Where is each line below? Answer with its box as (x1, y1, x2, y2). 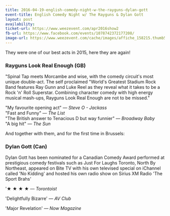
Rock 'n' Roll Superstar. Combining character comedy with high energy (5, 89, 153, 96)
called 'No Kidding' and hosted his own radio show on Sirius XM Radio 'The (5, 171, 163, 177)
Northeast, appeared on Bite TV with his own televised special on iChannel (5, 165, 161, 172)
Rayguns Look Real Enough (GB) (5, 62, 86, 69)
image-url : (5, 36, 28, 41)
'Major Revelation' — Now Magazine (5, 205, 82, 211)
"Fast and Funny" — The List (5, 110, 65, 116)
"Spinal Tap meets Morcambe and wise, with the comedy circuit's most (5, 74, 154, 80)
